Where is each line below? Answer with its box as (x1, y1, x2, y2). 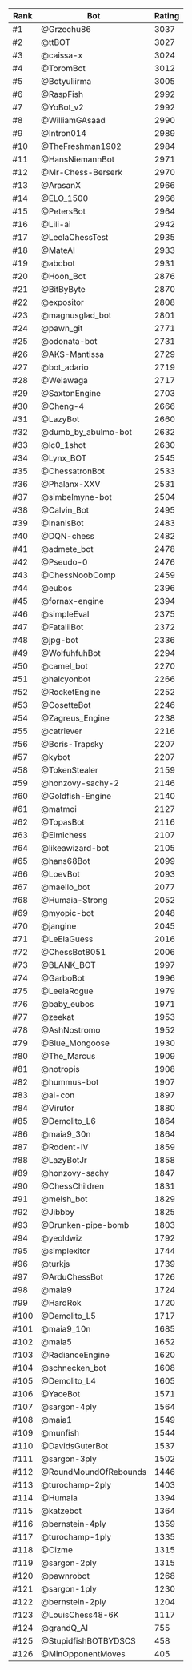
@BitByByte (41, 284, 86, 294)
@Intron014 (41, 128, 86, 138)
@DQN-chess (41, 531, 94, 541)
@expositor (41, 297, 84, 307)
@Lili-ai (41, 219, 71, 230)
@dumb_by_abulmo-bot (41, 427, 132, 437)
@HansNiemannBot (41, 154, 114, 165)
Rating (154, 10, 180, 21)
